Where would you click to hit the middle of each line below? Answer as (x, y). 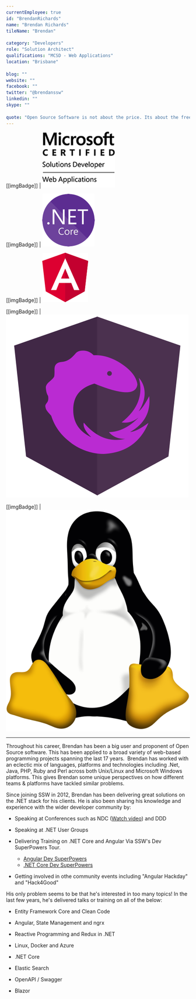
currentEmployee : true (34, 12)
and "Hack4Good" (36, 883)
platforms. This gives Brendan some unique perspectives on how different (95, 777)
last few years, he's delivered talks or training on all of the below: (84, 900)
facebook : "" (22, 87)
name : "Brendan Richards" (37, 25)
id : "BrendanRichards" (34, 18)
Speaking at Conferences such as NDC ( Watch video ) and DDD (90, 819)
